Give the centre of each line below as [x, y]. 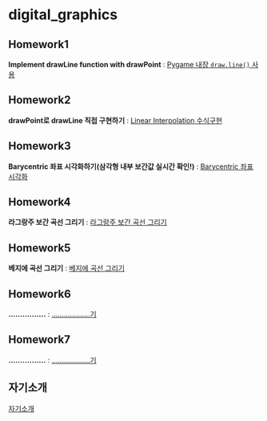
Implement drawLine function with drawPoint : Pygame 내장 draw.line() [129, 64]
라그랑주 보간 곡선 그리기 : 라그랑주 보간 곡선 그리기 [88, 223]
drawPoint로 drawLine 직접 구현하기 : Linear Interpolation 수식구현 [116, 120]
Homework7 [39, 340]
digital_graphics [63, 15]
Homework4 [40, 202]
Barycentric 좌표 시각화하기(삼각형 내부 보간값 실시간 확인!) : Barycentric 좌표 [131, 166]
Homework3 [40, 146]
